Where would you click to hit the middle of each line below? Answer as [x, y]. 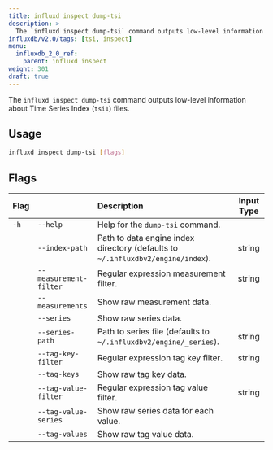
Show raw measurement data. [154, 302]
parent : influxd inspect [65, 62]
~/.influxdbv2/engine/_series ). [158, 342]
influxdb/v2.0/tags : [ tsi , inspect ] [70, 39]
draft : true [28, 76]
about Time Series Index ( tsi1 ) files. [69, 108]
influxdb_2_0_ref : [47, 54]
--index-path [63, 248]
